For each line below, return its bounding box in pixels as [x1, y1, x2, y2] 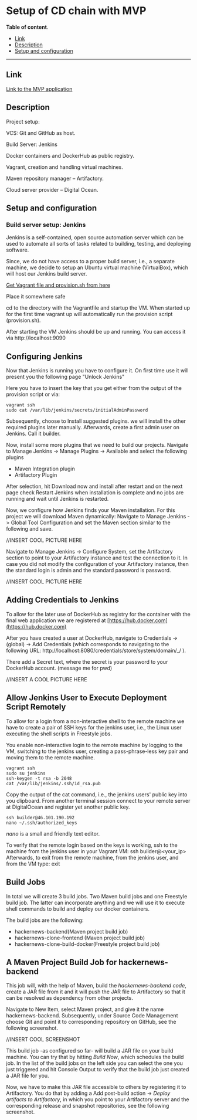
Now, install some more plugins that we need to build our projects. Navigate [6, 442, 189, 449]
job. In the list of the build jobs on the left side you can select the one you [6, 1060, 184, 1067]
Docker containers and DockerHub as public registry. [6, 152, 135, 159]
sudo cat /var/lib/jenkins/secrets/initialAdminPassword [6, 408, 148, 413]
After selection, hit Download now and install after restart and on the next [6, 483, 183, 490]
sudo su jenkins [6, 770, 46, 776]
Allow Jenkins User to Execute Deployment [6, 693, 167, 703]
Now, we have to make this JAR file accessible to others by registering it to [6, 1084, 186, 1091]
